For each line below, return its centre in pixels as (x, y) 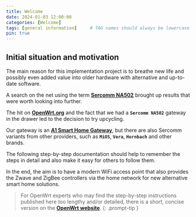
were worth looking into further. (44, 101)
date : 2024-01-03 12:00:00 (39, 17)
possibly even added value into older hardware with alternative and (87, 77)
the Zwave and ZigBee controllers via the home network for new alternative (97, 178)
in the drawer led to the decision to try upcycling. (65, 118)
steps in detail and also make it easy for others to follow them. (81, 160)
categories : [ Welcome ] (34, 22)
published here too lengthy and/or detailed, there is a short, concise (102, 201)
